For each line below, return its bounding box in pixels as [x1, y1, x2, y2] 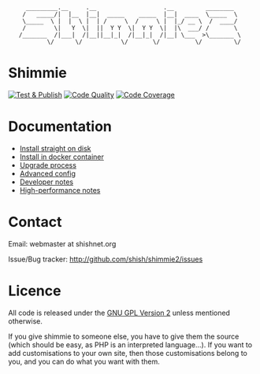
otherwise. [8, 316, 43, 326]
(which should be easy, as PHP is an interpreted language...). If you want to [8, 339, 253, 350]
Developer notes [19, 177, 73, 187]
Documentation [8, 118, 113, 135]
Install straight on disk [19, 143, 91, 153]
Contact [8, 213, 62, 231]
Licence [8, 282, 61, 299]
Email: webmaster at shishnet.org [8, 239, 117, 248]
